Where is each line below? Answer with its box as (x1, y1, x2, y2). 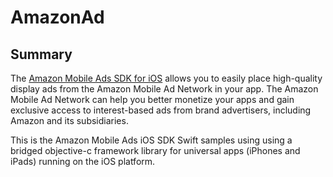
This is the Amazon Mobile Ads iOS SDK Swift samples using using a (10, 134, 293, 146)
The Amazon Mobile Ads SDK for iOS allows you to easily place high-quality (10, 72, 323, 84)
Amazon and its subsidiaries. (10, 115, 129, 126)
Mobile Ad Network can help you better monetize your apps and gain (10, 94, 295, 105)
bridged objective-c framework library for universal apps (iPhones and (10, 145, 301, 156)
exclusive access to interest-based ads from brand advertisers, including (10, 104, 312, 116)
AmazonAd (10, 6, 105, 29)
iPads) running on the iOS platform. (10, 156, 156, 167)
